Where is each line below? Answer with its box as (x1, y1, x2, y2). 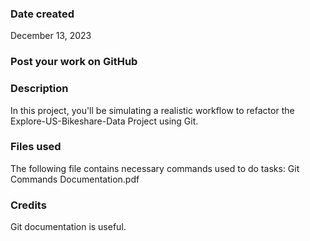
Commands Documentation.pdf (10, 173, 140, 185)
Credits (10, 198, 47, 212)
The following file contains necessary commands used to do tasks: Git (10, 162, 300, 174)
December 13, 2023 (10, 30, 92, 42)
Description (10, 82, 69, 96)
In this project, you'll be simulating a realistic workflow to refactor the (10, 104, 295, 116)
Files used (10, 140, 62, 154)
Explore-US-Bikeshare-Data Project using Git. (10, 115, 199, 127)
